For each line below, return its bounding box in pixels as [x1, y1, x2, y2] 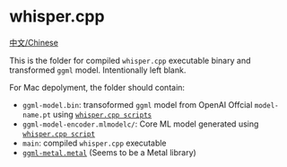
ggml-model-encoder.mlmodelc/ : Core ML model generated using [22, 119, 259, 129]
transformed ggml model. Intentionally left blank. [9, 65, 187, 75]
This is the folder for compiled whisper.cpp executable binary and [9, 55, 251, 66]
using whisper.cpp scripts [52, 109, 152, 119]
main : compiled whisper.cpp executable [22, 137, 168, 148]
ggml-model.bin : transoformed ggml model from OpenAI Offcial [22, 99, 253, 110]
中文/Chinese [9, 37, 58, 48]
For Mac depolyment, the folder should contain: [9, 82, 186, 92]
